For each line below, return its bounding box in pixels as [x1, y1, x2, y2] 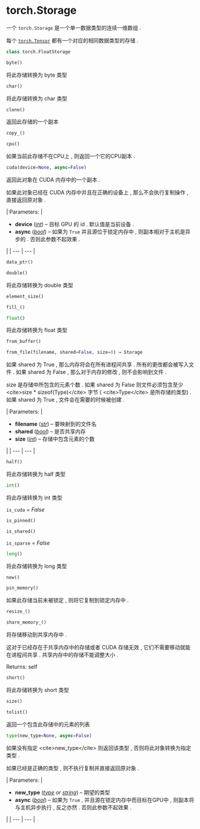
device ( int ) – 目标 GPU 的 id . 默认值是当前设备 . [14, 221, 134, 228]
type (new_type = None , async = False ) [6, 733, 93, 739]
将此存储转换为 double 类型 [6, 281, 73, 289]
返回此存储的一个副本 [6, 118, 59, 126]
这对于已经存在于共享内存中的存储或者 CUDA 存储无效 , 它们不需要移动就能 [6, 644, 191, 651]
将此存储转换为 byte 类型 [6, 71, 67, 78]
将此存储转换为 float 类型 [6, 327, 67, 334]
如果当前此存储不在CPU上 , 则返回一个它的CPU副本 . [6, 153, 136, 160]
